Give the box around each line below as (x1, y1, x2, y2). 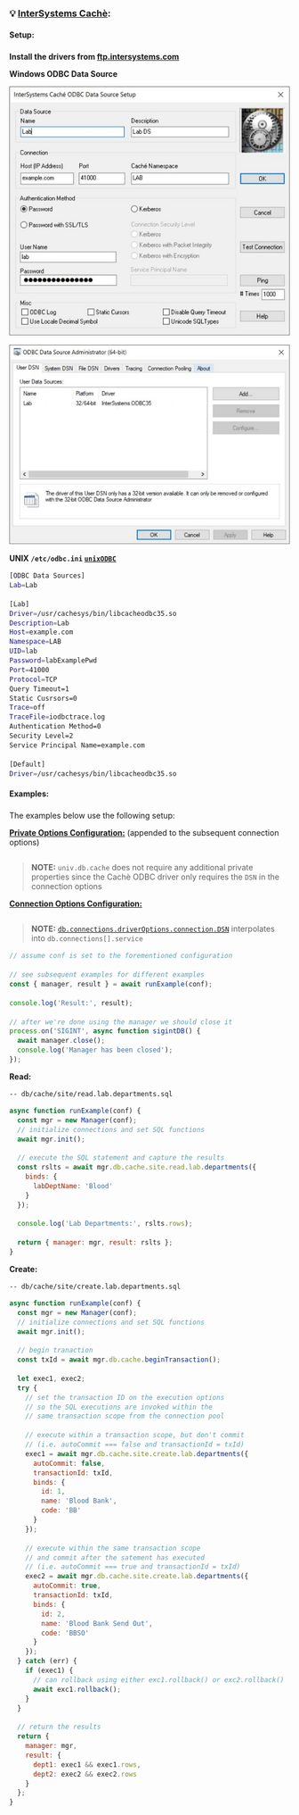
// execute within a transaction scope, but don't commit (25, 1431, 245, 1440)
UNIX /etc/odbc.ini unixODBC (9, 553, 117, 564)
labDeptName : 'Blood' (32, 1181, 114, 1190)
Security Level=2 (9, 731, 74, 741)
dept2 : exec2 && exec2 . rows (32, 1769, 138, 1778)
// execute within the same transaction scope (25, 1544, 201, 1553)
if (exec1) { (25, 1666, 74, 1676)
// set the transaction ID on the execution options (25, 1393, 225, 1402)
